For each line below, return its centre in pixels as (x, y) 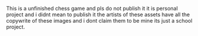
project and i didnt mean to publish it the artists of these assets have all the (98, 15)
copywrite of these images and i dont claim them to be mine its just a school (99, 21)
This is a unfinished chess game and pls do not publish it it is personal (92, 8)
